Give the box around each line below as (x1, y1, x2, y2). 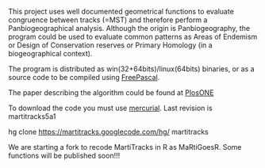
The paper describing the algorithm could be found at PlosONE (8, 88, 214, 97)
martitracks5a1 (8, 112, 56, 121)
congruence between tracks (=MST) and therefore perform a (8, 15, 208, 25)
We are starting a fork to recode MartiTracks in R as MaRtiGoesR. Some (8, 143, 242, 151)
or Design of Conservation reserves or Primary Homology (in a (8, 40, 213, 50)
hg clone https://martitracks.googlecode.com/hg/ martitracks (8, 127, 209, 136)
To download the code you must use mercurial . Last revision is (8, 103, 213, 113)
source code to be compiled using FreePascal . (8, 73, 160, 82)
